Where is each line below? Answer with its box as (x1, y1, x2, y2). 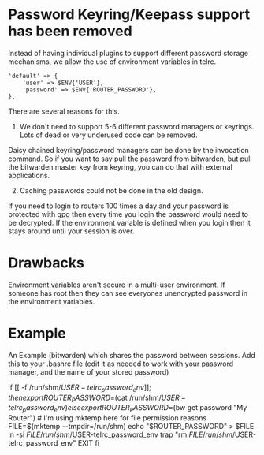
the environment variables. (8, 296, 95, 306)
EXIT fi (77, 438, 100, 448)
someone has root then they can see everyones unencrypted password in (8, 288, 248, 297)
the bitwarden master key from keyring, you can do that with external (8, 162, 232, 171)
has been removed (8, 22, 132, 40)
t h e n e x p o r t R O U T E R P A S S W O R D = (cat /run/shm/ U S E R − (8, 393, 187, 404)
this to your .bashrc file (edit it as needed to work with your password (8, 359, 234, 368)
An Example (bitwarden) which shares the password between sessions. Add (8, 350, 256, 360)
